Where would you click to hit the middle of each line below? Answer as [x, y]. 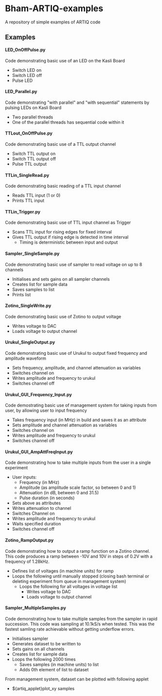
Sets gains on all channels [38, 649]
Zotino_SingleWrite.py [28, 306]
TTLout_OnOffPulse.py [29, 133]
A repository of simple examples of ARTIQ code [53, 22]
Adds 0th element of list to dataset [54, 669]
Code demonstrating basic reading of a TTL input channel [63, 186]
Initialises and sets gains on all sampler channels [61, 279]
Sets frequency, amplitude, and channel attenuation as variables [76, 367]
